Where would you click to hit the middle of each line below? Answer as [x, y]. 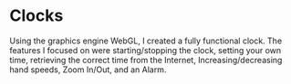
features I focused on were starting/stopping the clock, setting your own [145, 50]
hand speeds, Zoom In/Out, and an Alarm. [88, 70]
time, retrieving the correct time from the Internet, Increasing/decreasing [146, 60]
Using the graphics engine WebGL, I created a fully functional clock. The [146, 41]
